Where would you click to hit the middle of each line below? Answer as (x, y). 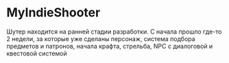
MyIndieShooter (53, 13)
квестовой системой (37, 53)
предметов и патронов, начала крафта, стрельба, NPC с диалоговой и (110, 46)
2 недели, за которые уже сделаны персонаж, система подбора (101, 38)
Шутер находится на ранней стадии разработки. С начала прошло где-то (114, 32)
